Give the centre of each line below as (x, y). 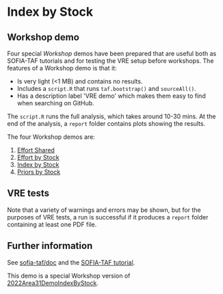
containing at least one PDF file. (52, 224)
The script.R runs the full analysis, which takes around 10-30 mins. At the (112, 116)
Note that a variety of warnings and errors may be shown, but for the (104, 210)
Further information (50, 246)
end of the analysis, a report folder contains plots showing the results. (106, 123)
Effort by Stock (38, 157)
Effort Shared (36, 150)
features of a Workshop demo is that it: (62, 68)
